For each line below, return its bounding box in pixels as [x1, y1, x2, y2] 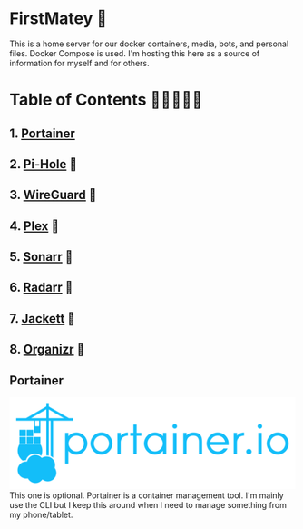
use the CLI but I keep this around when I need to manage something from [9, 499, 288, 510]
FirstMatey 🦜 [9, 8, 107, 29]
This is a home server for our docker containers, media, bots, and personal [9, 38, 289, 49]
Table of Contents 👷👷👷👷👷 [9, 90, 203, 110]
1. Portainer [9, 125, 75, 141]
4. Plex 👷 [9, 218, 60, 234]
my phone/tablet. [9, 509, 73, 520]
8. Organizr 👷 [9, 342, 85, 357]
